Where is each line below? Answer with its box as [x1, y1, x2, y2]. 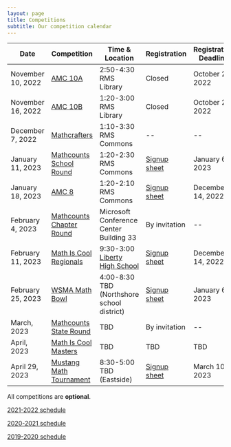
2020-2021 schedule [7, 419, 67, 428]
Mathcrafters [51, 130, 93, 140]
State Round [51, 326, 91, 336]
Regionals [51, 257, 83, 267]
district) [99, 307, 125, 317]
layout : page [7, 10, 45, 17]
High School [99, 261, 140, 271]
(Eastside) [99, 375, 133, 384]
